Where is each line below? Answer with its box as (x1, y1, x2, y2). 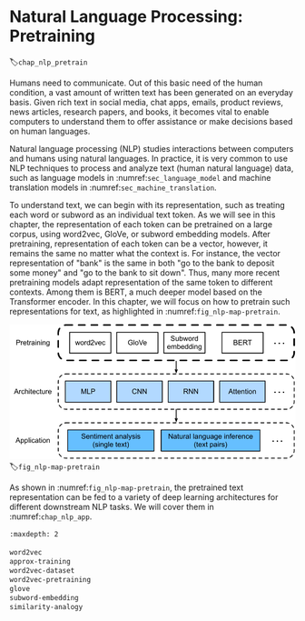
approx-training (9, 557, 71, 566)
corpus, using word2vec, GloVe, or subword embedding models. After (9, 228, 271, 239)
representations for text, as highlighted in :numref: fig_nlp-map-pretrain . (9, 305, 280, 316)
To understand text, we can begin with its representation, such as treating (9, 199, 286, 210)
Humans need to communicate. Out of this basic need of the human (9, 77, 263, 88)
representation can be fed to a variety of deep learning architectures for (9, 492, 279, 503)
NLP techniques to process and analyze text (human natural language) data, (9, 162, 294, 174)
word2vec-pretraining (9, 576, 92, 585)
